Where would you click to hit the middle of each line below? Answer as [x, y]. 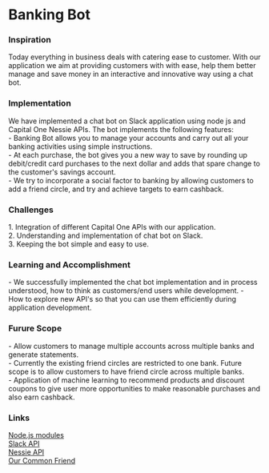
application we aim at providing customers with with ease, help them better [132, 66]
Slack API [24, 443]
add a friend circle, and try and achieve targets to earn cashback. [116, 189]
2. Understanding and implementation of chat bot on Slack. [106, 236]
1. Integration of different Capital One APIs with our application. [112, 227]
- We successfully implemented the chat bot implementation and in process [133, 283]
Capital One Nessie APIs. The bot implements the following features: [121, 129]
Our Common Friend [42, 460]
